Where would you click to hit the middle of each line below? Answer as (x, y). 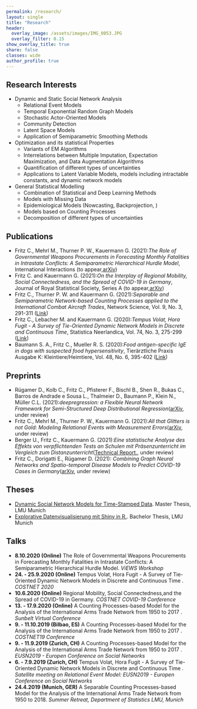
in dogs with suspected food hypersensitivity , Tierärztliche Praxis (94, 351)
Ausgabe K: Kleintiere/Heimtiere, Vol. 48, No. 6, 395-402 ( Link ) (91, 357)
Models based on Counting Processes (70, 212)
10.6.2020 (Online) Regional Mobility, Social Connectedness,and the (98, 593)
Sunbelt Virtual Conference (48, 618)
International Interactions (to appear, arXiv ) (66, 269)
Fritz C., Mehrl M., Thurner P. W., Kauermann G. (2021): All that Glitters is (102, 421)
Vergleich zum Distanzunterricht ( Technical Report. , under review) (94, 452)
